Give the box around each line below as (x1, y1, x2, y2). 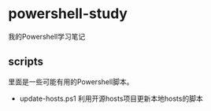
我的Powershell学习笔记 (8, 31, 86, 41)
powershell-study (8, 5, 128, 23)
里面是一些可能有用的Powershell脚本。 (8, 76, 134, 87)
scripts (8, 55, 43, 68)
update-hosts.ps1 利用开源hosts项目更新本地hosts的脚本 (19, 94, 203, 103)
